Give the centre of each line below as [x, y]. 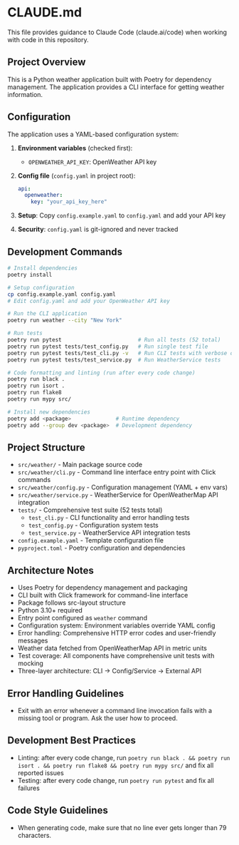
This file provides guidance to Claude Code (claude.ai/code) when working [117, 32]
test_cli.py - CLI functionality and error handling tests [109, 518]
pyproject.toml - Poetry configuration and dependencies [101, 548]
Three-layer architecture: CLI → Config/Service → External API [109, 671]
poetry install [30, 275]
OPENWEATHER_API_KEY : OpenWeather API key [92, 162]
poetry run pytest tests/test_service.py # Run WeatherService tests [114, 360]
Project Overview [47, 62]
